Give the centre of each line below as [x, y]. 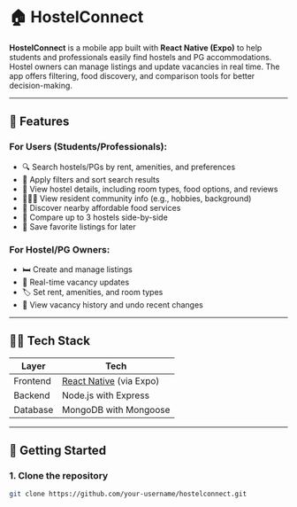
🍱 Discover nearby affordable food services [101, 207]
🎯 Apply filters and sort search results [91, 179]
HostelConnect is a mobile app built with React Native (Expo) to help [136, 47]
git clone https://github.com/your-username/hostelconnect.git [128, 494]
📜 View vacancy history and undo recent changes [112, 304]
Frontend [32, 380]
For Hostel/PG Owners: [60, 249]
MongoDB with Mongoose [116, 409]
